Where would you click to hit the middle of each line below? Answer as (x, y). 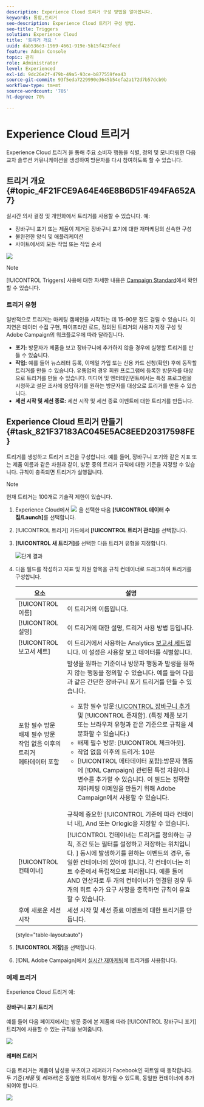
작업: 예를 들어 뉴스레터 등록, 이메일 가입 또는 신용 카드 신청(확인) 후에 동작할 (106, 362)
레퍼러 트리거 (22, 1056)
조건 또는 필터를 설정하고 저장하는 (121, 844)
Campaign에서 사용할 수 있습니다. (123, 797)
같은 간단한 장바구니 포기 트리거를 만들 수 (130, 681)
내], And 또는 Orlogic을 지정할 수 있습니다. (132, 823)
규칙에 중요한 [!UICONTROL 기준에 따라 (121, 814)
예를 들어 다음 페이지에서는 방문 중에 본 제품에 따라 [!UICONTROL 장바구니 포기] (101, 1022)
